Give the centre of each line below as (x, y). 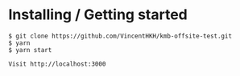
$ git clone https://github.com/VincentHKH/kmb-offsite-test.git (120, 36)
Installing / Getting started (98, 15)
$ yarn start (30, 50)
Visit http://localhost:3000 (57, 64)
